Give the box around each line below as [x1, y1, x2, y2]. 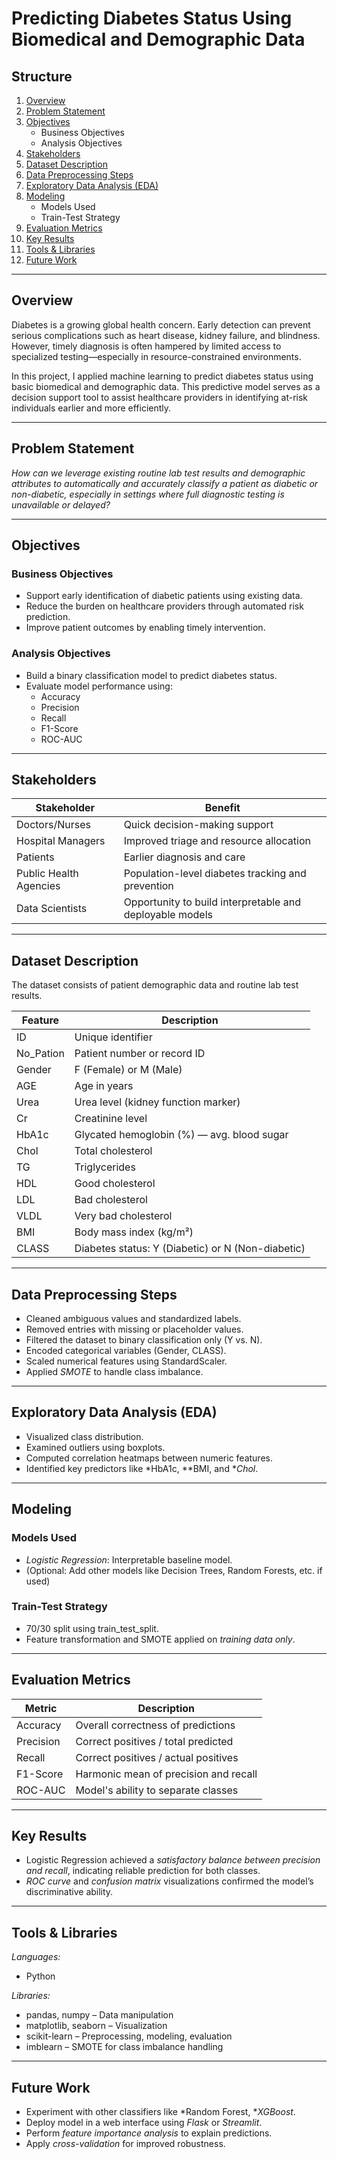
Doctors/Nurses [16, 818, 91, 832]
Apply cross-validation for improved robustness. [25, 2138, 226, 2150]
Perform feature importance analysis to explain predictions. [25, 2127, 273, 2139]
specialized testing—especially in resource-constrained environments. [11, 350, 302, 362]
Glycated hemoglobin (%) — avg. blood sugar [74, 1128, 289, 1142]
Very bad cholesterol [74, 1209, 173, 1223]
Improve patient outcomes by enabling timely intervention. [25, 622, 266, 634]
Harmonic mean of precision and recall [75, 1767, 258, 1781]
